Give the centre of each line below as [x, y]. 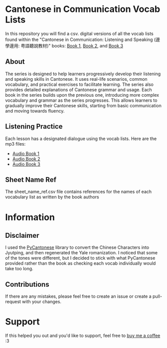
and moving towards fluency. [35, 111]
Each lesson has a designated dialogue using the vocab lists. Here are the [81, 139]
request [13, 302]
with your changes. [42, 302]
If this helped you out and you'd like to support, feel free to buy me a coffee [83, 336]
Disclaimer [22, 235]
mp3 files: [15, 144]
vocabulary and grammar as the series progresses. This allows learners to [81, 100]
